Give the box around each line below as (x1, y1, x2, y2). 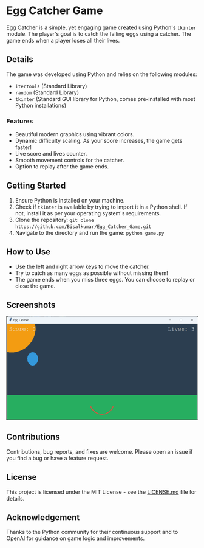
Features (6, 117, 33, 125)
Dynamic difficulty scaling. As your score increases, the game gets (15, 137, 183, 145)
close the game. (15, 282, 56, 290)
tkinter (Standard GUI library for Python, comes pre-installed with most (15, 95, 195, 102)
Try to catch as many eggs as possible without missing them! (15, 269, 168, 277)
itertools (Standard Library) (15, 82, 87, 89)
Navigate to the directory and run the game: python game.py (15, 229, 165, 236)
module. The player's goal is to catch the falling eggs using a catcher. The (6, 30, 191, 37)
